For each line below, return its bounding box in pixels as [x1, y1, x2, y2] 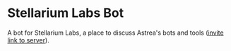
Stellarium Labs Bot [7, 5, 124, 21]
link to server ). [7, 35, 49, 44]
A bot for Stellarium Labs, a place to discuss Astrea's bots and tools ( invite [7, 28, 224, 37]
